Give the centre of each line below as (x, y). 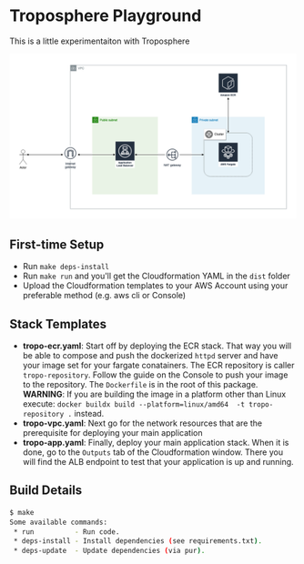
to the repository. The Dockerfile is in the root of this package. (140, 384)
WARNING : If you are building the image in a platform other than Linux (154, 394)
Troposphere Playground (106, 16)
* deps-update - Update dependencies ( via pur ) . (109, 551)
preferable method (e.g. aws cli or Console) (104, 296)
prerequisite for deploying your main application (112, 432)
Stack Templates (58, 324)
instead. (89, 413)
